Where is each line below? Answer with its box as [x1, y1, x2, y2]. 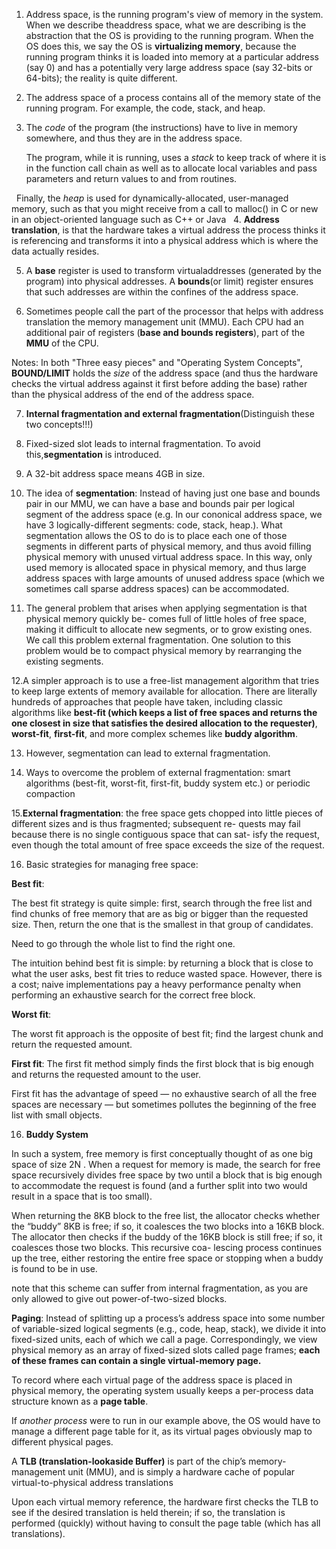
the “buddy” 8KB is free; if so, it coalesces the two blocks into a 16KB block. [11, 1220, 325, 1232]
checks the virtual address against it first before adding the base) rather [11, 378, 308, 389]
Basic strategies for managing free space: [25, 859, 199, 870]
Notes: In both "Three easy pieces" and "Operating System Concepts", [11, 357, 303, 368]
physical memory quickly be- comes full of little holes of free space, [25, 613, 308, 624]
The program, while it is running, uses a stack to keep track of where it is [25, 152, 327, 163]
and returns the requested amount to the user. [11, 1069, 202, 1080]
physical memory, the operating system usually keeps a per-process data [11, 1385, 314, 1396]
